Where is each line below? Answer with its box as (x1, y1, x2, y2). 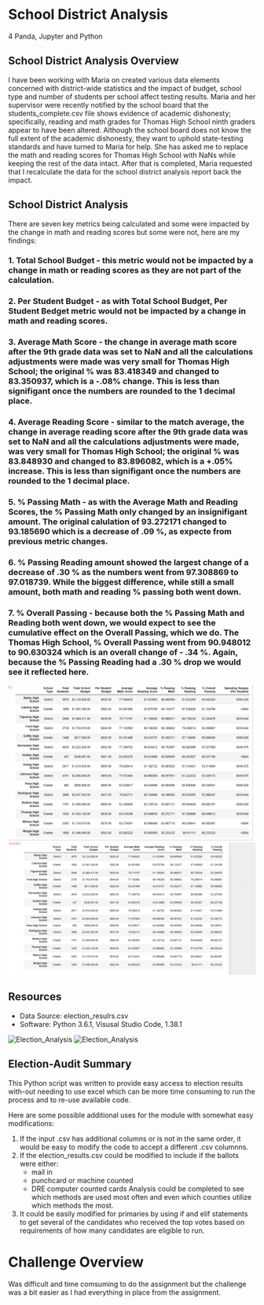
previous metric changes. (8, 536, 108, 547)
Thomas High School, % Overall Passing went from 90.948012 (8, 637, 251, 648)
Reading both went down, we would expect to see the (8, 618, 216, 629)
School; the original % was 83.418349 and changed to (8, 366, 220, 377)
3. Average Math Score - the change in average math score (8, 336, 237, 347)
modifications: (8, 1118, 55, 1128)
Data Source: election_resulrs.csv (19, 1011, 129, 1021)
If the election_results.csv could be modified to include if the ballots (19, 1150, 240, 1160)
